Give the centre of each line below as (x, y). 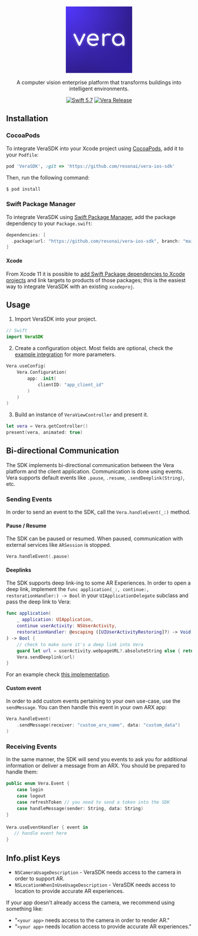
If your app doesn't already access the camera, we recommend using (90, 902)
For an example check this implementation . (58, 674)
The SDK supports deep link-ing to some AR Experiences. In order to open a (98, 583)
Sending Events (29, 499)
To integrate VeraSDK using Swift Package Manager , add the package (91, 217)
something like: (24, 909)
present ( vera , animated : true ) (44, 433)
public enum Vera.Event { (38, 784)
